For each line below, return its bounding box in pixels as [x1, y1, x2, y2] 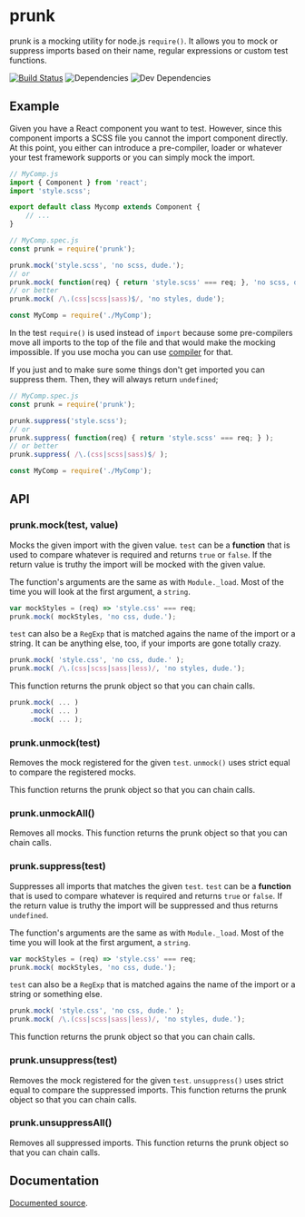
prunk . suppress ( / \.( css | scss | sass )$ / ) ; [9, 450, 169, 460]
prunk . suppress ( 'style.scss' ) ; [9, 416, 128, 425]
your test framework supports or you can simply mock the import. [9, 152, 256, 163]
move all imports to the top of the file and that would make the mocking [9, 337, 276, 348]
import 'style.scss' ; [9, 186, 92, 195]
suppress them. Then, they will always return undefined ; [9, 374, 219, 384]
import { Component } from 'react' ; [9, 178, 148, 187]
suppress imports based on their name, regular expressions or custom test [9, 45, 289, 55]
